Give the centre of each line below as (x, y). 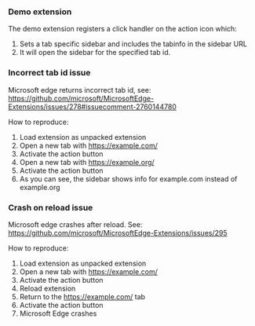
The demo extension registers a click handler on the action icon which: (122, 29)
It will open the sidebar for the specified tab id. (95, 53)
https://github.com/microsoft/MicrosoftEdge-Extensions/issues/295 (118, 233)
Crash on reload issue (51, 207)
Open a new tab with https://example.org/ (87, 162)
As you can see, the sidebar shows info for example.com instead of (128, 178)
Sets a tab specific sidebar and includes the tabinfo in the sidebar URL (133, 44)
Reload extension (47, 288)
